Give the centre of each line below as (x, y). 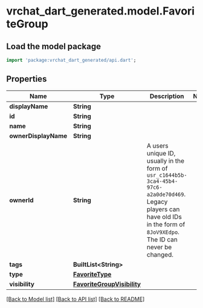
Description (167, 96)
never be (159, 247)
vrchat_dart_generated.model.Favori (101, 11)
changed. (160, 254)
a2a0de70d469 (165, 194)
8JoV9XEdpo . (163, 232)
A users (158, 145)
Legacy (157, 202)
